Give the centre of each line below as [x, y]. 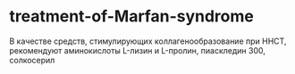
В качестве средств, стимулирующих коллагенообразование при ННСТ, [148, 41]
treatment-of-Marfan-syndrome [132, 16]
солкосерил [32, 60]
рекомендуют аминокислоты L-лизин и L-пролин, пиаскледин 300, [137, 50]
